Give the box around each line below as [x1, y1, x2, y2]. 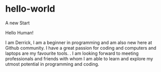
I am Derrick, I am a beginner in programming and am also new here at [5, 39, 152, 46]
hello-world [5, 3, 56, 15]
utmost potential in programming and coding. [5, 61, 100, 67]
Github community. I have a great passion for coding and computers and [5, 45, 156, 51]
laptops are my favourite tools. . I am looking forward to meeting [5, 50, 139, 56]
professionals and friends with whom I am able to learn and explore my [5, 55, 153, 61]
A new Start [5, 20, 30, 26]
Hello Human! [5, 29, 34, 35]
